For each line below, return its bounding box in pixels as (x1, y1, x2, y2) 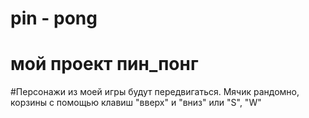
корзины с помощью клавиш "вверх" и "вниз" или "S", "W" (10, 97, 262, 109)
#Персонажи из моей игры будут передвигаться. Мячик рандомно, (10, 86, 300, 98)
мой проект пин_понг (10, 53, 199, 76)
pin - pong (10, 7, 98, 30)
